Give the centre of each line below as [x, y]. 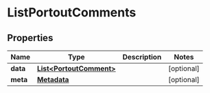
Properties [30, 38]
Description [142, 57]
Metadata [53, 80]
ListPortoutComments [72, 13]
